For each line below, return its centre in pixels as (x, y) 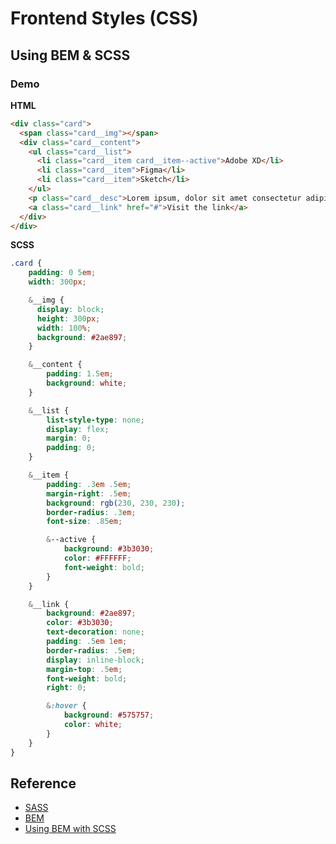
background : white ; (87, 383)
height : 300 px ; (68, 318)
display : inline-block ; (95, 660)
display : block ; (70, 309)
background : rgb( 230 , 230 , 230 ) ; (116, 503)
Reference (43, 783)
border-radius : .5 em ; (91, 650)
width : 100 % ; (64, 328)
